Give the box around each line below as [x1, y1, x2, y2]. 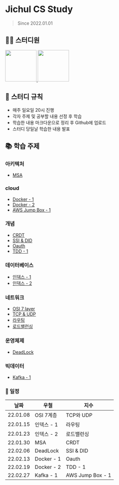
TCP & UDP [12, 311, 36, 317]
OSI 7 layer [12, 306, 35, 312]
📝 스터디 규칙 [5, 93, 43, 101]
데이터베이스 [5, 262, 34, 269]
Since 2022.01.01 [17, 20, 53, 26]
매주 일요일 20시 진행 [12, 107, 54, 113]
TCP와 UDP [65, 412, 92, 419]
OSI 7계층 [34, 412, 57, 419]
